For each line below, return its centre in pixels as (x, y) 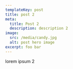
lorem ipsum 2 (20, 61)
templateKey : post (24, 10)
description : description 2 (39, 28)
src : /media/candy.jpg (33, 38)
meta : (11, 19)
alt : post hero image (32, 42)
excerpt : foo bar (23, 47)
